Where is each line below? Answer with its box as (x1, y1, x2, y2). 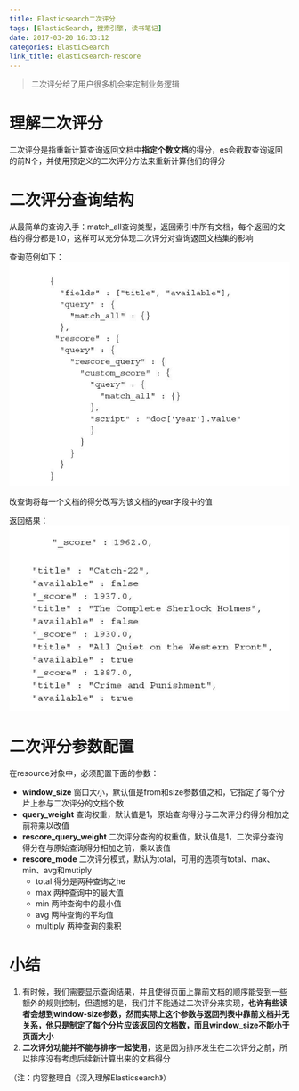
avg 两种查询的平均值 (35, 910, 114, 921)
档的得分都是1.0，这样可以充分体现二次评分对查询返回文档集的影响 (9, 233, 254, 243)
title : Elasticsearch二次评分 (9, 14, 116, 23)
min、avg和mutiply (21, 865, 92, 876)
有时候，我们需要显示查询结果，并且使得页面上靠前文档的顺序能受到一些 (21, 987, 287, 997)
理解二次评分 (9, 113, 104, 134)
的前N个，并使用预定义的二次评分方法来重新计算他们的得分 (9, 156, 226, 167)
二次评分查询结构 (9, 190, 135, 211)
